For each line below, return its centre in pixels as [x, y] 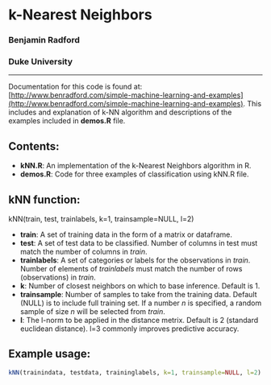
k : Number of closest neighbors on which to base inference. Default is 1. [140, 286]
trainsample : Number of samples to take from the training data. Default [138, 295]
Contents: [34, 146]
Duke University [41, 62]
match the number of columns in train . [83, 252]
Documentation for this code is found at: [75, 87]
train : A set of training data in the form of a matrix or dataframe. [126, 234]
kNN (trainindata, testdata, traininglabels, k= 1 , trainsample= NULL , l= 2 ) [135, 372]
